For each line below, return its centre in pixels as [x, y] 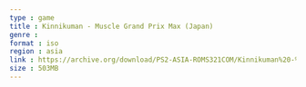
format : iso [34, 43]
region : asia [36, 52]
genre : [24, 34]
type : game [32, 18]
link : [22, 60]
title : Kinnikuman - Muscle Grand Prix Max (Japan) [112, 26]
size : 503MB [34, 69]
